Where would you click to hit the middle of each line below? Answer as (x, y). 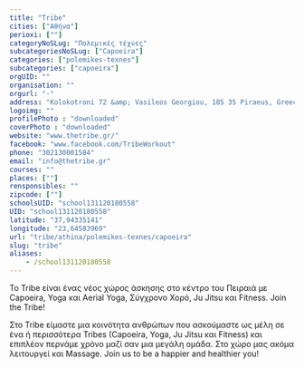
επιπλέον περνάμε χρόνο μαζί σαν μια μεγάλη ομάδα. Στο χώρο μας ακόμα (152, 344)
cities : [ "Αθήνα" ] (44, 26)
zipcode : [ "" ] (36, 195)
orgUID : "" (30, 77)
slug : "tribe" (36, 246)
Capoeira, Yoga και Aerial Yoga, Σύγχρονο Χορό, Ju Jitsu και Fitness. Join (148, 297)
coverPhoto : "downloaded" (60, 128)
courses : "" (32, 169)
